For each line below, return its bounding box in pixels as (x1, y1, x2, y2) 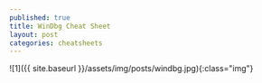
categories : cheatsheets (9, 38, 103, 48)
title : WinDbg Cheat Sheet (9, 22, 111, 31)
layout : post (9, 30, 59, 39)
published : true (9, 13, 70, 23)
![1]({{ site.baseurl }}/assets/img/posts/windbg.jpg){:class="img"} (9, 63, 254, 74)
